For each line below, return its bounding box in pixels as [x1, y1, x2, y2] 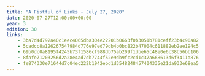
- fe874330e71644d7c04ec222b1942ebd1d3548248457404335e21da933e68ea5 [17, 60, 199, 66]
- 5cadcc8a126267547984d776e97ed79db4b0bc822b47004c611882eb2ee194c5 [17, 44, 199, 50]
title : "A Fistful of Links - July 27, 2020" [6, 9, 125, 15]
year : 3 [6, 20, 26, 26]
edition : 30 [6, 26, 37, 32]
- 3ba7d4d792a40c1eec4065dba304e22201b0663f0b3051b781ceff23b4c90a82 [17, 37, 199, 44]
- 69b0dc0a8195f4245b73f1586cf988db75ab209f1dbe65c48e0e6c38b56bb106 [17, 49, 199, 55]
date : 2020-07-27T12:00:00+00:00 [6, 15, 92, 21]
